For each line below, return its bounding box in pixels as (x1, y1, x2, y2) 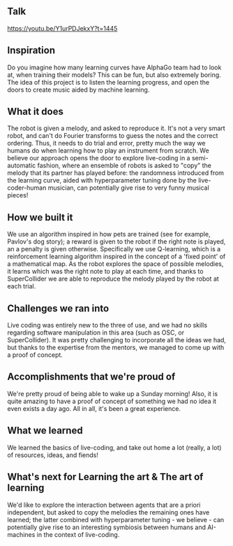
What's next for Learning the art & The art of (7, 471, 204, 483)
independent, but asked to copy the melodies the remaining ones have (7, 507, 210, 517)
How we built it (7, 211, 73, 223)
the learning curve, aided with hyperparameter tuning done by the (7, 176, 197, 185)
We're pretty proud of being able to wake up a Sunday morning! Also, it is (7, 389, 218, 398)
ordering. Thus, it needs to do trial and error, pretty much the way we (7, 139, 206, 148)
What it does (7, 106, 64, 118)
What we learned (7, 425, 83, 437)
